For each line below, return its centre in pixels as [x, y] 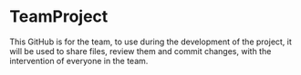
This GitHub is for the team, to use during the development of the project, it [150, 42]
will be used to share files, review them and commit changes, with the [140, 51]
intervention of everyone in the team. [79, 61]
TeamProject [59, 17]
